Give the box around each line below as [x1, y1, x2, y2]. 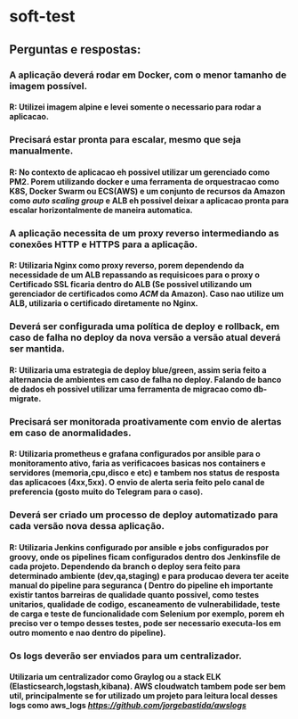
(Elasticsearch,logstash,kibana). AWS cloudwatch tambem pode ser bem [9, 681, 286, 692]
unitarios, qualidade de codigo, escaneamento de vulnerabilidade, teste [9, 599, 280, 609]
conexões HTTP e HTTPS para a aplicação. [9, 238, 198, 251]
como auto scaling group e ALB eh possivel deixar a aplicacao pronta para [9, 194, 289, 206]
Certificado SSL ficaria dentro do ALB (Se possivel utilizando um [9, 279, 252, 290]
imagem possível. [9, 79, 88, 92]
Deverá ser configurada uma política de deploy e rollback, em [9, 320, 280, 333]
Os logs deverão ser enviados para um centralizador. [9, 649, 242, 662]
